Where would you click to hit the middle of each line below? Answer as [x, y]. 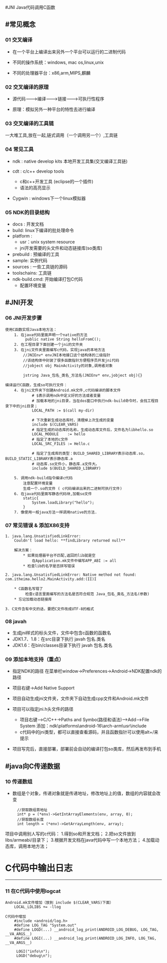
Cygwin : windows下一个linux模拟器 [49, 198]
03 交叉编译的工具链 [30, 123]
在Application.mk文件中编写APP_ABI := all [74, 561]
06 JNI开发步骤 [24, 318]
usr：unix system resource [47, 242]
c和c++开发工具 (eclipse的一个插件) [56, 181]
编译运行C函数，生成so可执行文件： [36, 385]
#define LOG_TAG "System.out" [45, 925]
